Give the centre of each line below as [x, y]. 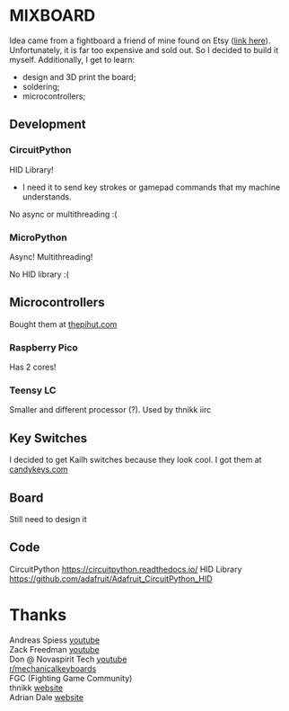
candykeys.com [39, 469]
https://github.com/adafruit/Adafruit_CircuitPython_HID [111, 578]
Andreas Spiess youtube [55, 640]
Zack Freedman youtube [55, 649]
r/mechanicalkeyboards [53, 668]
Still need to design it [48, 519]
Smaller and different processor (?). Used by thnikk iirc [110, 410]
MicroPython [38, 237]
